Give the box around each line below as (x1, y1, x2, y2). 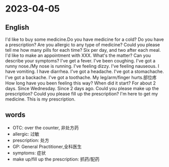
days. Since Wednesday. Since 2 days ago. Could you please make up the (5, 86, 159, 91)
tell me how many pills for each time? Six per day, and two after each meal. (5, 47, 161, 53)
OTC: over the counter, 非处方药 (12, 124, 79, 131)
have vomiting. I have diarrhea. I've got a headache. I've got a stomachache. (5, 68, 164, 74)
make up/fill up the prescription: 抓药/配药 (12, 156, 100, 162)
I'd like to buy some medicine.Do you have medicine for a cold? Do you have (5, 36, 164, 42)
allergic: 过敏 (12, 131, 39, 137)
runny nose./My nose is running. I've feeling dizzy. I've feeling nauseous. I (5, 63, 159, 69)
